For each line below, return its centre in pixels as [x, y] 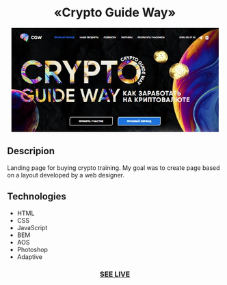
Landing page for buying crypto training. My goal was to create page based [113, 168]
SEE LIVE [115, 274]
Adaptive [30, 257]
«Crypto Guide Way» [115, 13]
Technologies [37, 197]
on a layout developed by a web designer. [66, 175]
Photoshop [32, 249]
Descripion [31, 151]
